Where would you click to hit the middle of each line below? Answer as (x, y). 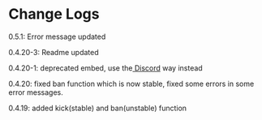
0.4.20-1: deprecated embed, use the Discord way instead (105, 68)
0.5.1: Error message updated (57, 36)
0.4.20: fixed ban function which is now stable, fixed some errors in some (131, 84)
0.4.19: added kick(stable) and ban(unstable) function (98, 108)
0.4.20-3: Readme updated (54, 52)
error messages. (36, 92)
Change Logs (54, 14)
